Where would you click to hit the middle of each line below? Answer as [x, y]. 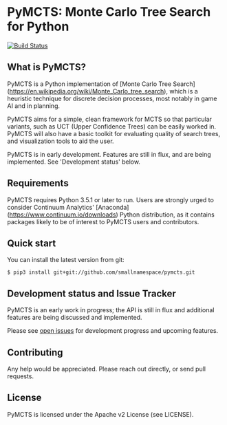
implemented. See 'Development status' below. [74, 162]
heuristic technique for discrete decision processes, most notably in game [112, 98]
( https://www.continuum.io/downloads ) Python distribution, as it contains [111, 215]
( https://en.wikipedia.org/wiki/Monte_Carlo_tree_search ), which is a [102, 91]
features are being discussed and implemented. [75, 318]
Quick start [32, 243]
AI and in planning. [34, 106]
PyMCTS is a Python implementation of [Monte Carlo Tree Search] [101, 84]
